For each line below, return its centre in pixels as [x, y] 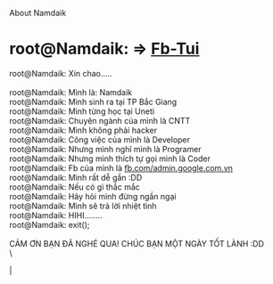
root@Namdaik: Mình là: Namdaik [71, 92]
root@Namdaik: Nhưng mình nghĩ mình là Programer [106, 149]
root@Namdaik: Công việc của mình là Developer [99, 139]
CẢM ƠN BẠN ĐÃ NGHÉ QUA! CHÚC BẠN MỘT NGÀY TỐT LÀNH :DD [137, 243]
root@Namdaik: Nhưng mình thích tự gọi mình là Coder [110, 158]
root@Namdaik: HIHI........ [56, 215]
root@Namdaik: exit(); [50, 224]
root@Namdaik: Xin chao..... [61, 73]
